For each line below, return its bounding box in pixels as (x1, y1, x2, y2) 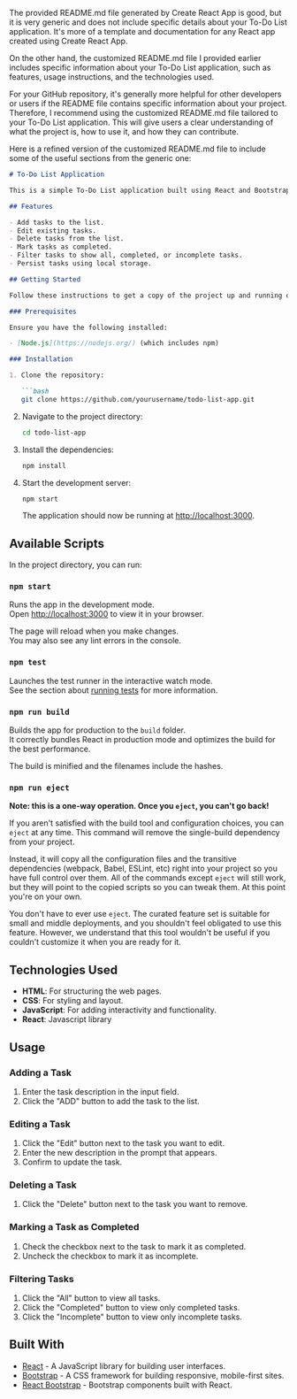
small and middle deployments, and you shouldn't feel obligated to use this (9, 918, 282, 928)
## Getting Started (9, 274, 81, 284)
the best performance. (9, 743, 91, 755)
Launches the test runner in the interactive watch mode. (9, 675, 214, 686)
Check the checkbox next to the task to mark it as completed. (21, 1241, 247, 1251)
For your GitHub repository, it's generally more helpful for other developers (9, 88, 282, 99)
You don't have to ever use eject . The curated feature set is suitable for (9, 909, 270, 919)
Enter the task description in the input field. (21, 1086, 179, 1096)
